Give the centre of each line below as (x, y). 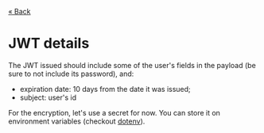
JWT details (49, 44)
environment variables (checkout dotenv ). (77, 121)
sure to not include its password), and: (71, 74)
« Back (19, 11)
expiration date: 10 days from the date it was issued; (105, 89)
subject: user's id (48, 97)
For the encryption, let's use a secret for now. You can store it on (115, 112)
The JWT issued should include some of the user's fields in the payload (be (132, 65)
